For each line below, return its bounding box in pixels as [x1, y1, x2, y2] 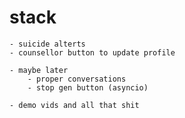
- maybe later [9, 65, 69, 75]
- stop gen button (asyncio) [27, 82, 149, 93]
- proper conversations [27, 74, 127, 84]
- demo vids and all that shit [9, 100, 140, 110]
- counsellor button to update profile [9, 47, 176, 58]
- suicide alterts [9, 39, 86, 49]
